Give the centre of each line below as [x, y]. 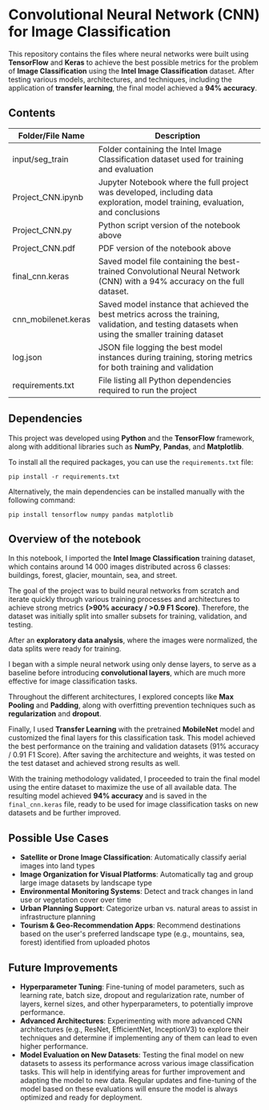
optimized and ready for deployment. [81, 1097]
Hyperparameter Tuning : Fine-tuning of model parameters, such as [132, 987]
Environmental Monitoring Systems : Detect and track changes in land [137, 892]
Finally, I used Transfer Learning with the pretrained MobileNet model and [131, 729]
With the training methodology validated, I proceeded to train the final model [134, 779]
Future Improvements [63, 967]
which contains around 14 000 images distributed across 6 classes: [119, 567]
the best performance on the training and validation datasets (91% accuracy [134, 747]
